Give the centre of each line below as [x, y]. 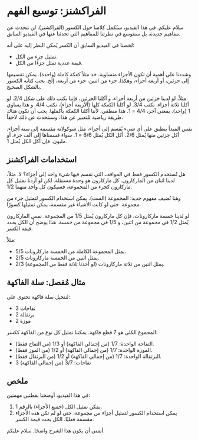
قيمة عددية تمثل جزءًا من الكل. [49, 63]
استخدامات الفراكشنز [42, 160]
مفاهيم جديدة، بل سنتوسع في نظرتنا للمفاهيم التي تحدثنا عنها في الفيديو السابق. [94, 33]
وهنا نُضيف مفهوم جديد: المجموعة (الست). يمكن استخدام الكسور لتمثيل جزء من [94, 198]
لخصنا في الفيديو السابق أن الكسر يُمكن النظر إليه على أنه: [71, 45]
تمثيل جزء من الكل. [37, 56]
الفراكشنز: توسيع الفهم [57, 11]
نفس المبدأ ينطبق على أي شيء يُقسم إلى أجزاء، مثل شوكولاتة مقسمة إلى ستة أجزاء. [100, 128]
